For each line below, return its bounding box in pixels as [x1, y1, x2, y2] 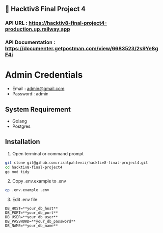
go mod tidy [5, 169, 29, 175]
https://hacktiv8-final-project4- [28, 20, 107, 27]
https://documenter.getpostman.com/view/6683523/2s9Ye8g [5, 45, 159, 52]
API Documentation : [5, 39, 55, 46]
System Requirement [5, 105, 71, 114]
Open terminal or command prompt [12, 150, 84, 156]
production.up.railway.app [5, 26, 70, 32]
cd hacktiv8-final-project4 [5, 165, 63, 170]
